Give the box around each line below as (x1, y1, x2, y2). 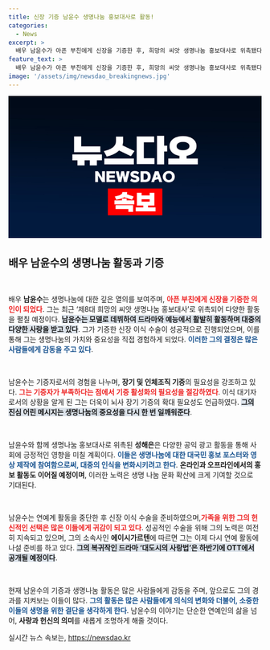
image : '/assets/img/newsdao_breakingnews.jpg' (8, 72, 171, 80)
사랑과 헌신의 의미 (18, 615, 75, 626)
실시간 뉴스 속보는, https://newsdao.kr (8, 633, 131, 643)
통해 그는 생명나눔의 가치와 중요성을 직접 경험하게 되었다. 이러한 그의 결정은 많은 (8, 334, 259, 345)
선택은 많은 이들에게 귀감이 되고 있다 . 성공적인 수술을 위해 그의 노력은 (29, 523, 244, 533)
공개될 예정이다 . (8, 553, 58, 562)
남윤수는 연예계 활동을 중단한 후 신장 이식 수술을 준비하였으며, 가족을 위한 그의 (8, 513, 251, 522)
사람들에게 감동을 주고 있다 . (8, 345, 94, 354)
